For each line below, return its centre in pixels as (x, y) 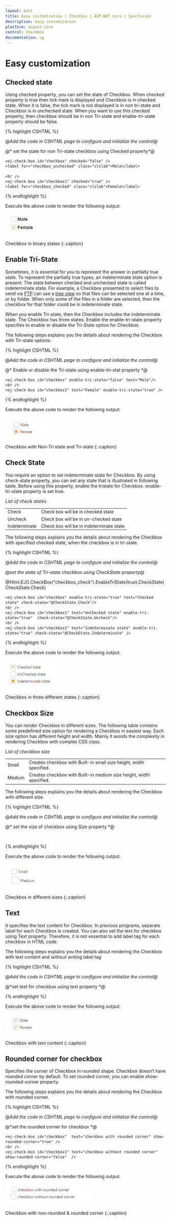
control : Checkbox (25, 32)
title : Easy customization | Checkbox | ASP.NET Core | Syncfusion (78, 16)
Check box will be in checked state (77, 512)
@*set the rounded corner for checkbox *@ (51, 1127)
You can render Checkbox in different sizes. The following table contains (81, 726)
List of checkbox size (27, 752)
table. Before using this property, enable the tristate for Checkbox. (75, 486)
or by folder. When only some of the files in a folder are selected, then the (83, 299)
